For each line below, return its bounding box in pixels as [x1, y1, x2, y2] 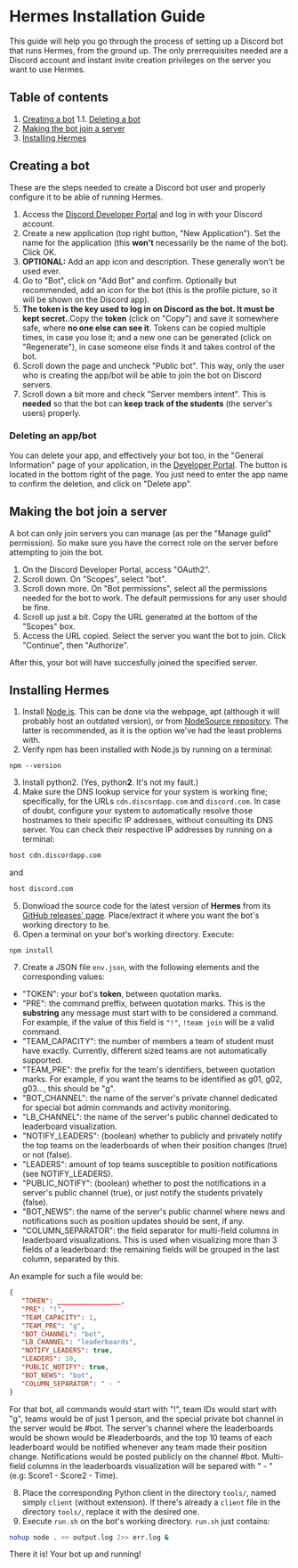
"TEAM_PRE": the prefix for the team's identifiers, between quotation [21, 1065, 276, 1075]
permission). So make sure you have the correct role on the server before [9, 537, 278, 548]
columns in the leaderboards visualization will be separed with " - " [27, 1460, 273, 1471]
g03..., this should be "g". [21, 1083, 116, 1094]
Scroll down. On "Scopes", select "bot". [21, 573, 167, 584]
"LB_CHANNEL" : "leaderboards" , [20, 1338, 138, 1347]
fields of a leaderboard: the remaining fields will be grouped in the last [21, 1245, 280, 1255]
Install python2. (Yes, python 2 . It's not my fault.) [21, 777, 199, 788]
